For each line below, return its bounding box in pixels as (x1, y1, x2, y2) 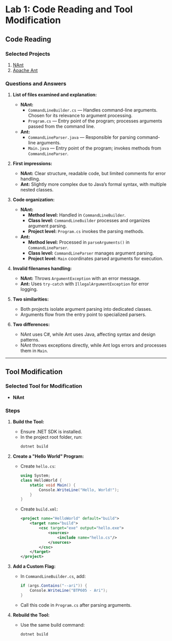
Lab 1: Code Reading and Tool (5, 4, 133, 15)
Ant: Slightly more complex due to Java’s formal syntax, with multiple (20, 181, 167, 187)
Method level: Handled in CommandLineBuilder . (28, 212, 126, 218)
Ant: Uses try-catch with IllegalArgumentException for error (20, 281, 149, 287)
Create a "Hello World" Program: (12, 453, 84, 459)
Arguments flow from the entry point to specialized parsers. (20, 311, 147, 318)
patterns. (20, 337, 40, 343)
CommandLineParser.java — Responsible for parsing (28, 134, 136, 140)
